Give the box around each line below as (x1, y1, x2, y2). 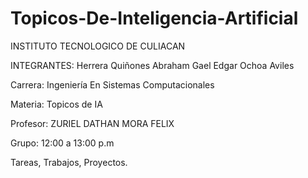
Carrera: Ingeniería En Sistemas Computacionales (10, 78, 215, 91)
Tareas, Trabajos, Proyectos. (10, 156, 128, 168)
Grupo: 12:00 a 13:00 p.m (10, 137, 115, 149)
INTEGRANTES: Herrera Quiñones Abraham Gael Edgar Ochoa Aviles (10, 59, 295, 71)
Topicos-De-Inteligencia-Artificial (10, 7, 299, 30)
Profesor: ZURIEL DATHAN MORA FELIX (10, 117, 175, 129)
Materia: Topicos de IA (10, 98, 103, 110)
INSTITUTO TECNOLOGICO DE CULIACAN (10, 40, 186, 52)
